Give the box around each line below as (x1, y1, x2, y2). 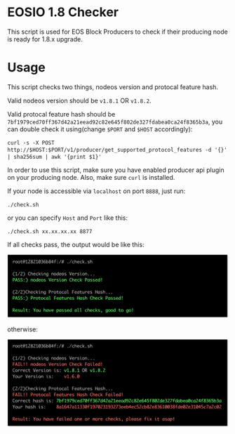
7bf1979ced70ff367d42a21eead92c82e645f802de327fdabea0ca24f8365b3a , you (7, 117, 223, 126)
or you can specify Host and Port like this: (7, 213, 128, 222)
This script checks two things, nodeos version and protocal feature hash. (7, 82, 219, 91)
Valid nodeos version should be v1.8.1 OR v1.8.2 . (7, 96, 152, 105)
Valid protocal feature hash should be (7, 110, 116, 118)
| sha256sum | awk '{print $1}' (7, 153, 102, 160)
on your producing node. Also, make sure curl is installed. (7, 173, 175, 181)
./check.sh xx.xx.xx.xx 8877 (7, 228, 93, 235)
